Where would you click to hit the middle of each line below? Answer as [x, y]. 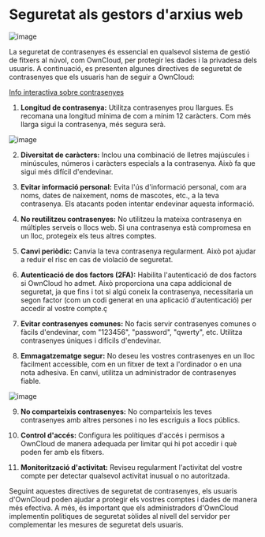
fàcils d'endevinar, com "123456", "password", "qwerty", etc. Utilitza [131, 332]
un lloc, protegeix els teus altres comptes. [88, 235]
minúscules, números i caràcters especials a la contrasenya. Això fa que [138, 163]
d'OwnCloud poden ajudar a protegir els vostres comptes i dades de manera [133, 499]
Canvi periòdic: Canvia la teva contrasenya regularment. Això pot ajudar [138, 251]
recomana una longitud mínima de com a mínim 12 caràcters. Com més [136, 115]
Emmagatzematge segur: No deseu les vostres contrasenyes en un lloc [138, 355]
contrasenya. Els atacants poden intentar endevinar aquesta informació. [137, 204]
